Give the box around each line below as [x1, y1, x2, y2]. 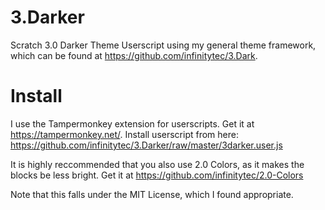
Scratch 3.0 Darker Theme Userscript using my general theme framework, [10, 39, 317, 51]
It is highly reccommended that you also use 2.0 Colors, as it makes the [10, 158, 305, 170]
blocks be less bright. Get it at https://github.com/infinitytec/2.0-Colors [10, 169, 304, 181]
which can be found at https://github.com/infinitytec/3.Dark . [10, 49, 258, 61]
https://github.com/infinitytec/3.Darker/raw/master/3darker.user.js [10, 139, 283, 151]
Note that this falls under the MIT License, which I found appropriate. [10, 188, 294, 200]
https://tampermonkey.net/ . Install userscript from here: [10, 128, 239, 140]
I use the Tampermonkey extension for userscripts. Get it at [10, 117, 255, 130]
